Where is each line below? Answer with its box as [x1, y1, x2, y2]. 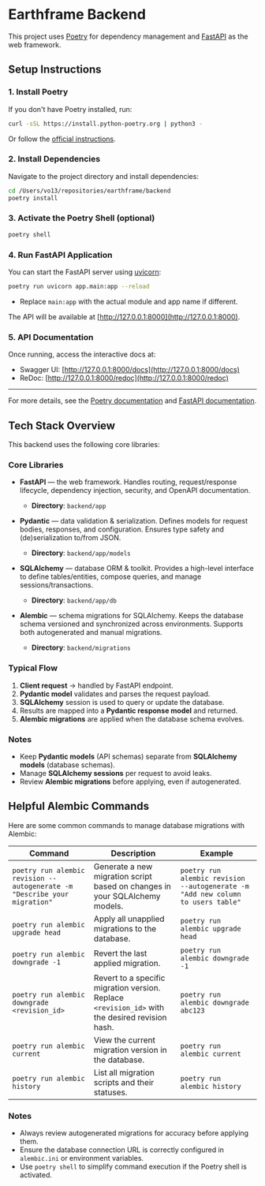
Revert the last [93, 948, 147, 959]
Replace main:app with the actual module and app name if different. [19, 296, 238, 306]
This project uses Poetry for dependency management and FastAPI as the [8, 32, 248, 41]
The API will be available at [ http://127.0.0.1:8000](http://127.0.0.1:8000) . [8, 311, 241, 321]
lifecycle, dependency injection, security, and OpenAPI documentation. [19, 486, 251, 495]
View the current [93, 1035, 155, 1046]
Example [200, 848, 234, 859]
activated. [19, 1170, 53, 1180]
